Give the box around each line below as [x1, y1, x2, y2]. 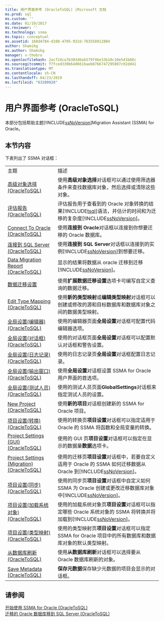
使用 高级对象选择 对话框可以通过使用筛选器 [58, 177, 156, 183]
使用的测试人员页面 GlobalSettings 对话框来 [58, 384, 157, 391]
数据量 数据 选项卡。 [67, 443, 112, 449]
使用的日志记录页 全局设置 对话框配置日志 [58, 351, 151, 357]
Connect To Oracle [7, 224, 51, 231]
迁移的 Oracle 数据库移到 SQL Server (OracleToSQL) [5, 611, 110, 617]
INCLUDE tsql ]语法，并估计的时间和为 [65, 208, 151, 215]
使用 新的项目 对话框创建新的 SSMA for [58, 400, 144, 407]
